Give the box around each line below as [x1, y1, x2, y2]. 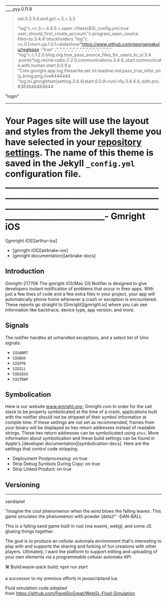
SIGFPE [12, 361, 26, 366]
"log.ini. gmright [17, 78, 49, 84]
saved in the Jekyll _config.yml [5, 158, 135, 169]
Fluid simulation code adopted [5, 585, 67, 591]
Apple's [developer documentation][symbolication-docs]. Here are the [5, 441, 150, 447]
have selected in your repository [5, 137, 142, 148]
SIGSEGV [12, 371, 28, 377]
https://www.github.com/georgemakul [82, 41, 160, 47]
